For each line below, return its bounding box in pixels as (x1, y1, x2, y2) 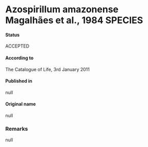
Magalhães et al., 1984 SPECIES (5, 14, 143, 26)
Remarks (5, 125, 28, 132)
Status (5, 32, 20, 38)
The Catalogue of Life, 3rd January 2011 (5, 66, 90, 72)
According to (5, 55, 34, 61)
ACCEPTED (5, 43, 30, 49)
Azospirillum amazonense (5, 4, 119, 15)
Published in (5, 78, 32, 84)
